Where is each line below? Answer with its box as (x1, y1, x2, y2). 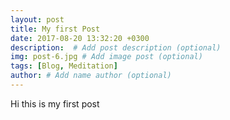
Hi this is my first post (10, 97, 100, 110)
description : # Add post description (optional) (10, 42, 222, 53)
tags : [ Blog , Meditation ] (10, 61, 118, 71)
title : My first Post (10, 24, 101, 34)
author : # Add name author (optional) (10, 71, 172, 81)
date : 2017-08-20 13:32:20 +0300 (10, 33, 150, 43)
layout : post (10, 14, 65, 25)
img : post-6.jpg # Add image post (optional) (10, 52, 203, 62)
